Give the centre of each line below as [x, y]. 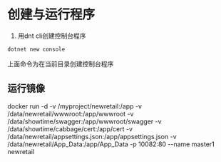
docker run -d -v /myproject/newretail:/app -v [75, 106]
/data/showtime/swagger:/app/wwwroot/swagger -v [84, 121]
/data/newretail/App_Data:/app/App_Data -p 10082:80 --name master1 [111, 144]
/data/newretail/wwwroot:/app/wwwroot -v [71, 113]
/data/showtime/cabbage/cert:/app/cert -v [70, 128]
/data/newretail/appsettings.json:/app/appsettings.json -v [92, 136]
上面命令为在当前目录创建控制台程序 [61, 64]
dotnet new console [36, 49]
